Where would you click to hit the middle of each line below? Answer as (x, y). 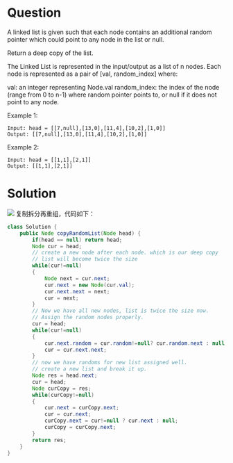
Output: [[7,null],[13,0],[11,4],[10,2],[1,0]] (77, 134)
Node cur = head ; (57, 246)
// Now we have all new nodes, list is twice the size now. (121, 311)
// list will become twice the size (85, 259)
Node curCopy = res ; (62, 388)
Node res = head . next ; (65, 375)
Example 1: (23, 115)
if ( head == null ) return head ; (77, 240)
